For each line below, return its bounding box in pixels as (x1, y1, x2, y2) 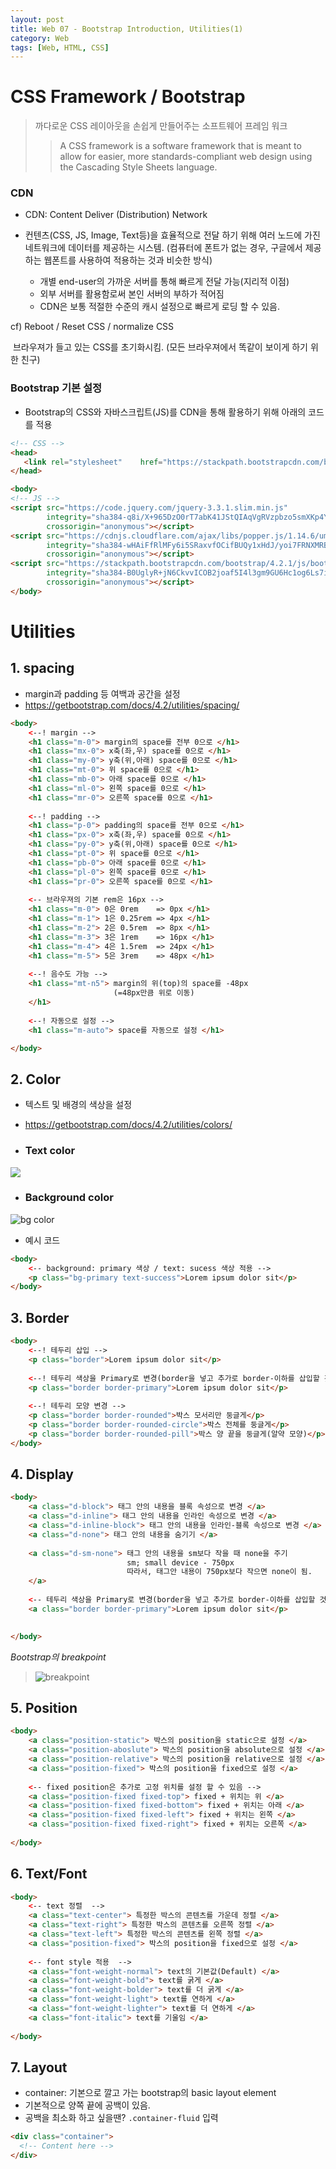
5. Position (10, 1699, 78, 1716)
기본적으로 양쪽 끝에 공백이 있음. (24, 2099, 151, 2111)
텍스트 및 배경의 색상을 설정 (24, 1099, 133, 1111)
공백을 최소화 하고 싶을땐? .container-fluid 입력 (24, 2112, 219, 2124)
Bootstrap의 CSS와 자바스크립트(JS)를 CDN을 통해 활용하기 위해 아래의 (24, 406, 307, 418)
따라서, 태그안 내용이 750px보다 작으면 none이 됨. (126, 1567, 313, 1577)
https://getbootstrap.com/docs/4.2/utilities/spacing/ (24, 699, 240, 711)
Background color (24, 1191, 114, 1205)
